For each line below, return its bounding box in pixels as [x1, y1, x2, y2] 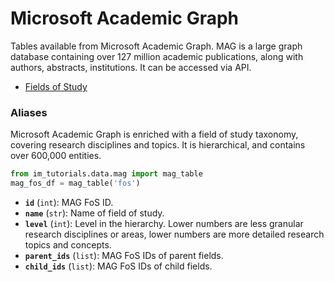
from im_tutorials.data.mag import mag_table [10, 169, 203, 179]
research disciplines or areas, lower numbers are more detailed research [24, 228, 325, 240]
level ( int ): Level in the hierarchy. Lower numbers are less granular [24, 217, 304, 229]
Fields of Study [24, 80, 88, 92]
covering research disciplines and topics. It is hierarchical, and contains [10, 139, 306, 151]
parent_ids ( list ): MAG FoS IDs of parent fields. [24, 249, 224, 261]
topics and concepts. [24, 238, 112, 251]
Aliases [10, 105, 48, 119]
